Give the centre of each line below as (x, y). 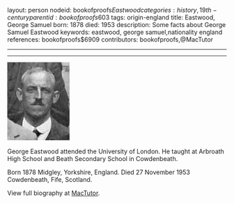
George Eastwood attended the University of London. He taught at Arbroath (116, 151)
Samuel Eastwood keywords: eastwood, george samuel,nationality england (115, 32)
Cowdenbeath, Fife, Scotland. (50, 179)
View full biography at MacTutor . (54, 193)
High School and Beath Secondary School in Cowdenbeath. (93, 159)
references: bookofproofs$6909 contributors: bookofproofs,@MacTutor (110, 40)
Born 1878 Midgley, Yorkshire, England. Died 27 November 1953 (99, 172)
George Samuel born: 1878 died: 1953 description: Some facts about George (117, 25)
